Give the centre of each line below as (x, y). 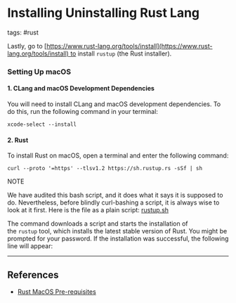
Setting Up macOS (39, 72)
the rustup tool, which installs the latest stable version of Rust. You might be (117, 231)
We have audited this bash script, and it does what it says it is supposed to (115, 195)
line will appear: (30, 246)
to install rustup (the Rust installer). (121, 53)
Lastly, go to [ (27, 46)
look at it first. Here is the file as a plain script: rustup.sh (88, 210)
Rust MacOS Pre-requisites (57, 292)
